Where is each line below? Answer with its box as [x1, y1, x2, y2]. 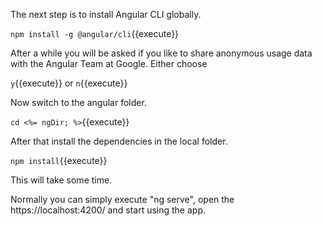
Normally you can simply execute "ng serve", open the [10, 194, 235, 205]
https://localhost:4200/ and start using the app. [10, 204, 206, 216]
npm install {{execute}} [10, 155, 108, 166]
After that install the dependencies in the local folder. [10, 135, 228, 147]
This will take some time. [10, 174, 113, 186]
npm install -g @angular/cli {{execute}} [10, 28, 180, 39]
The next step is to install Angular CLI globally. [10, 9, 202, 20]
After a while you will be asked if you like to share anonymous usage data [10, 47, 313, 59]
